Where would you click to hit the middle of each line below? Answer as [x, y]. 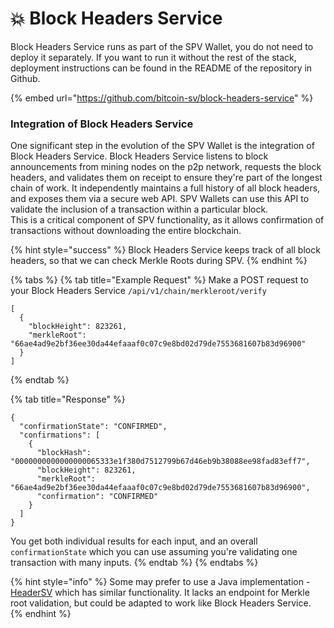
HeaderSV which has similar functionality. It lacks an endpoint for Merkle [160, 593]
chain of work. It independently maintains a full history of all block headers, [165, 188]
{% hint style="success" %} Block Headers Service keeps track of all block [165, 250]
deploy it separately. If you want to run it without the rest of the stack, [153, 57]
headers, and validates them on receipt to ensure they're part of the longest [166, 178]
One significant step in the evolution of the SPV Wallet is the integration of [162, 146]
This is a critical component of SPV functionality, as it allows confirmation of [167, 220]
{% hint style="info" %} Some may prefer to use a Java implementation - [160, 582]
